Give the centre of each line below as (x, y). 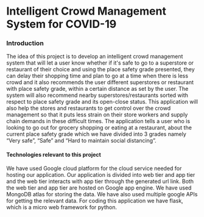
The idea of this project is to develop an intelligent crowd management (95, 57)
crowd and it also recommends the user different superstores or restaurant (100, 82)
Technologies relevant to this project (54, 155)
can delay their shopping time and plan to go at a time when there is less (97, 76)
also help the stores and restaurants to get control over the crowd (89, 108)
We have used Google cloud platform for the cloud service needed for (94, 168)
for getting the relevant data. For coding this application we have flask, (95, 201)
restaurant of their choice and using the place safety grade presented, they (100, 69)
